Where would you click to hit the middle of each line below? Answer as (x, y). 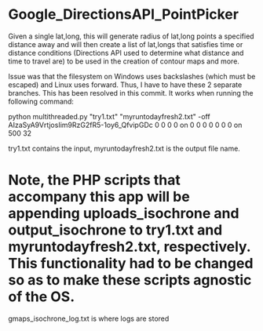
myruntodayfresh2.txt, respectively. (130, 247)
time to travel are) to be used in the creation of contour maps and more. (124, 61)
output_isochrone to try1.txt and (115, 230)
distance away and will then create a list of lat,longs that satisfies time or (126, 44)
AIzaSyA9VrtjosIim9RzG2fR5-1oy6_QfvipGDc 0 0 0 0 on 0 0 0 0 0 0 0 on (125, 125)
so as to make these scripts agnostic (130, 280)
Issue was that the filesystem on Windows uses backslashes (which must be (132, 76)
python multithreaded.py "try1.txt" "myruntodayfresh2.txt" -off (109, 116)
